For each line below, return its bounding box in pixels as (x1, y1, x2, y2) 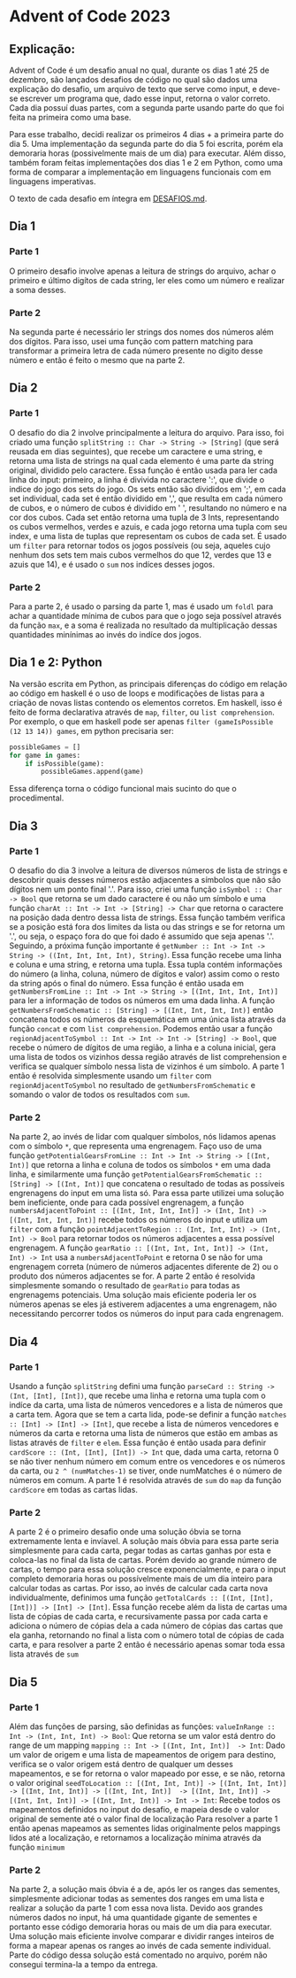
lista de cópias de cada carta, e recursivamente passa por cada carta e (9, 1611, 269, 1622)
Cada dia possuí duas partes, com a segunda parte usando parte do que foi (9, 103, 285, 112)
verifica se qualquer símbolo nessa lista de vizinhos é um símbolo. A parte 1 (9, 1061, 285, 1071)
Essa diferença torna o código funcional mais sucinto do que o (9, 784, 237, 794)
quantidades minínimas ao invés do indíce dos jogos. (9, 629, 201, 639)
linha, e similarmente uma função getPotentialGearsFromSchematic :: (9, 1169, 263, 1179)
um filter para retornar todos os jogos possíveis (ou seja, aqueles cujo (9, 540, 271, 551)
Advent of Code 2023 (9, 6, 171, 27)
